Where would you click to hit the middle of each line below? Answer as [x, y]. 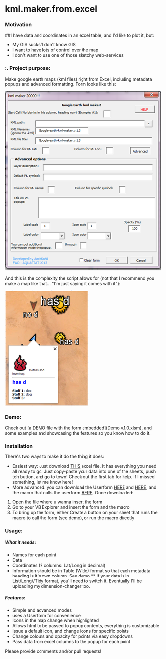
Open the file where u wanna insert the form [57, 502]
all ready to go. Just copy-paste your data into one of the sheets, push [84, 472]
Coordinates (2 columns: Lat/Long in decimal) [59, 565]
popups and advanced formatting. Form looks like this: [61, 84]
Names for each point [34, 555]
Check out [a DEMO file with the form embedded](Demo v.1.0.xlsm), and [79, 428]
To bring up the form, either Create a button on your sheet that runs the [85, 513]
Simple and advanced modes [42, 610]
